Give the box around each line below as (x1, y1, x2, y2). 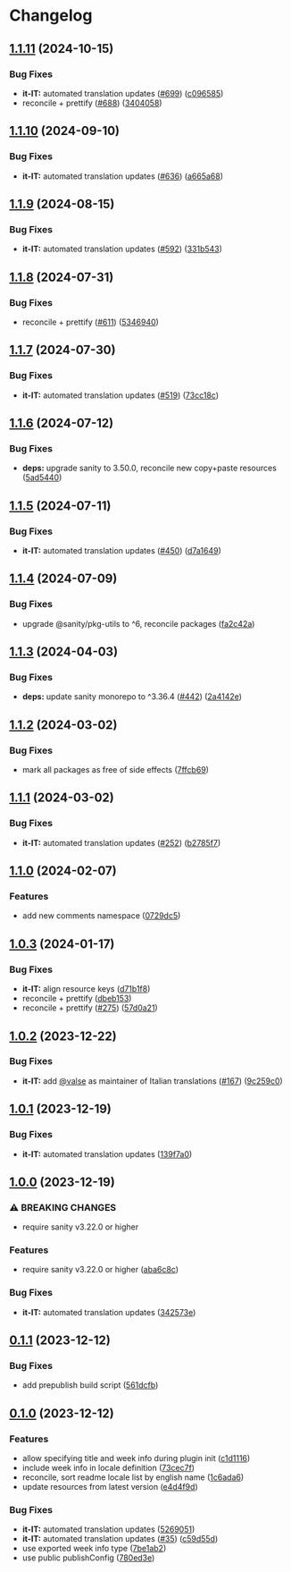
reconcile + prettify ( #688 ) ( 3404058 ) (21, 97, 162, 108)
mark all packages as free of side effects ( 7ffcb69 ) (21, 765, 210, 775)
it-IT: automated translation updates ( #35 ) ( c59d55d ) (21, 1534, 219, 1544)
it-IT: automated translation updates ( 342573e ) (21, 1306, 196, 1317)
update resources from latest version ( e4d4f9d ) (21, 1482, 198, 1492)
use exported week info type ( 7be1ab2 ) (21, 1543, 167, 1554)
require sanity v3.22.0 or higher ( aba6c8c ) (21, 1264, 179, 1275)
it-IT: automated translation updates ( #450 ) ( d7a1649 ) (21, 545, 221, 555)
